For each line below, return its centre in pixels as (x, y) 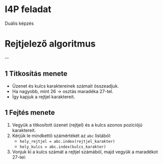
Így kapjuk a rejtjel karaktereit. (44, 97)
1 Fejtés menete (30, 113)
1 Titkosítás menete (36, 74)
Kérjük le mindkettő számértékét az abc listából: (62, 136)
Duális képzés (19, 23)
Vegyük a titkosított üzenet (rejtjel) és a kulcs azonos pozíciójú (77, 125)
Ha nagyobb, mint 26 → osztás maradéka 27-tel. (63, 91)
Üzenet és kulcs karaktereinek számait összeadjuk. (66, 86)
